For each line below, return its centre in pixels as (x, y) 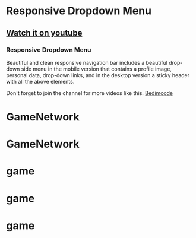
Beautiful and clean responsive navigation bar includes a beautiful (87, 62)
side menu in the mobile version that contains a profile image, (97, 69)
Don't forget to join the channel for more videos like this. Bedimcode (90, 93)
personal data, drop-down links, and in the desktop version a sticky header (98, 75)
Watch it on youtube (44, 33)
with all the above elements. (40, 81)
